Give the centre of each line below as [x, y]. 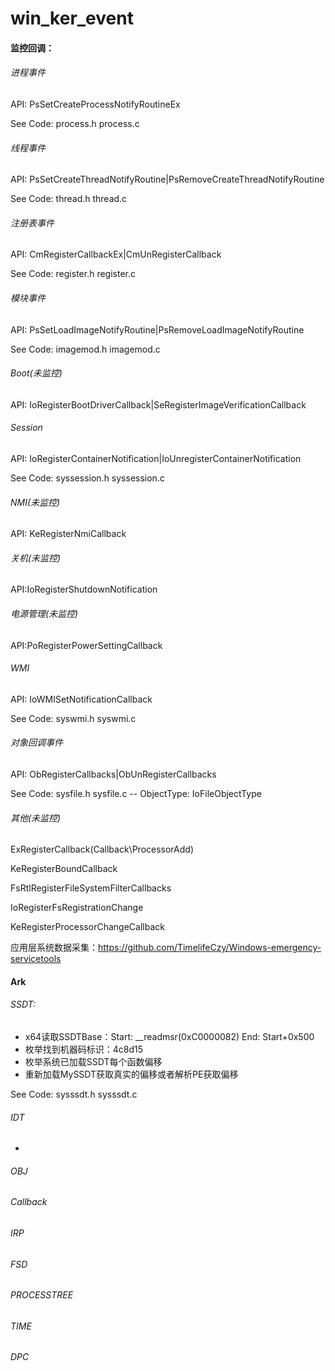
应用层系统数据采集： [54, 948]
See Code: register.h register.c [73, 274]
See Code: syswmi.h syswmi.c [73, 718]
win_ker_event [72, 18]
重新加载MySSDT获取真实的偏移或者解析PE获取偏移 [131, 1074]
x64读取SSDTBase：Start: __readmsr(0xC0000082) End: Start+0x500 [169, 1037]
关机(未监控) [36, 558]
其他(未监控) [36, 818]
